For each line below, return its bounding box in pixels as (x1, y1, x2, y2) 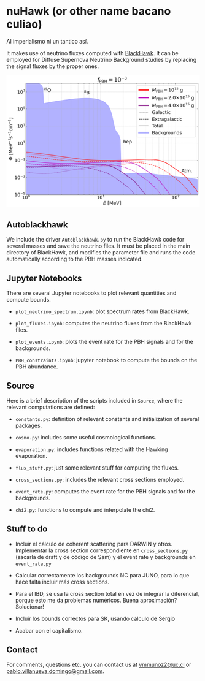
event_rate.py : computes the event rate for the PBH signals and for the (15, 487, 195, 495)
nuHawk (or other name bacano (6, 4, 171, 18)
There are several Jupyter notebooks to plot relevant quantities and (6, 289, 177, 297)
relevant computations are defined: (6, 403, 95, 411)
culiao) (6, 17, 42, 31)
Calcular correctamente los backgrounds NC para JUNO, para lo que (15, 571, 190, 579)
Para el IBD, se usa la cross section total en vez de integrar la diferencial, (15, 590, 199, 597)
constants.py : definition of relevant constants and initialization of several (15, 415, 199, 422)
